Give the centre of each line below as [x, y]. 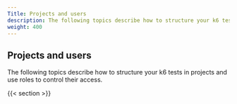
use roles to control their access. [55, 80]
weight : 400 [25, 27]
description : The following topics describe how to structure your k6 [113, 20]
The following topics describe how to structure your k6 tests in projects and [117, 72]
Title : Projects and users [47, 14]
